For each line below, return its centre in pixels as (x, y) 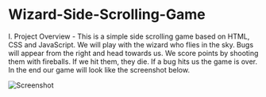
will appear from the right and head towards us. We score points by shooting (133, 53)
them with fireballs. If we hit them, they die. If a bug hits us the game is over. (133, 62)
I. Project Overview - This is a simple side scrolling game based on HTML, (129, 36)
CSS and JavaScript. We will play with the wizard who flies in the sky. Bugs (131, 44)
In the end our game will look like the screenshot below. (99, 69)
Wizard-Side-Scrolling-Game (107, 15)
